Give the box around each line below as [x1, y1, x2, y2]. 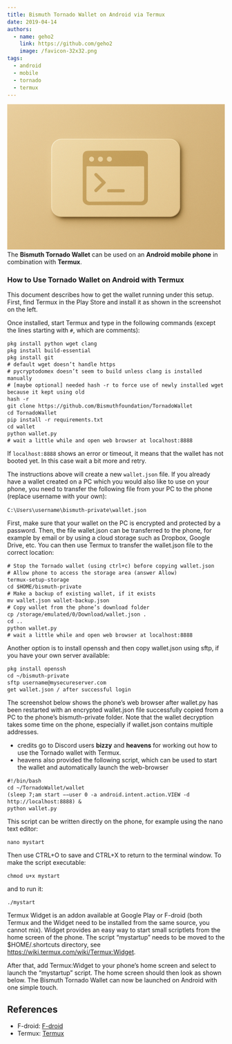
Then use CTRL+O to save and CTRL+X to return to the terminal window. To [7, 851, 222, 859]
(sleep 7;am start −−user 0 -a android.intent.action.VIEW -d [7, 791, 190, 798]
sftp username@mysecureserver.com [7, 679, 107, 686]
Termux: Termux [17, 1029, 64, 1038]
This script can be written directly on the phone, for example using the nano [7, 817, 223, 826]
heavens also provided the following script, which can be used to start [17, 756, 217, 764]
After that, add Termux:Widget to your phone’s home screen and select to [7, 962, 216, 970]
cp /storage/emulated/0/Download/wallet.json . [7, 611, 147, 619]
